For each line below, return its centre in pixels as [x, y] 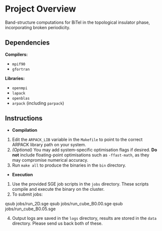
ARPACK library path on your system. [49, 144]
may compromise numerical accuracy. [50, 160]
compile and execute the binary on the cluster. [58, 189]
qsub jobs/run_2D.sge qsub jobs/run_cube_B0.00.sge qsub [64, 203]
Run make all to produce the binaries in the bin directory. [69, 165]
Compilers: [16, 54]
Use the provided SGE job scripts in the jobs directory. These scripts [80, 184]
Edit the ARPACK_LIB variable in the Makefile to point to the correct [77, 139]
